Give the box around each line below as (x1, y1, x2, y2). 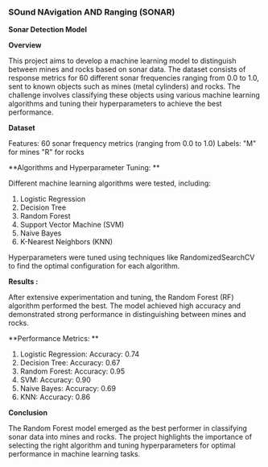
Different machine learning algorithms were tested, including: (8, 178, 212, 188)
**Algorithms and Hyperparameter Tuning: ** (8, 163, 160, 173)
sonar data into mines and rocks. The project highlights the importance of (8, 432, 252, 442)
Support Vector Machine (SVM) (19, 220, 125, 230)
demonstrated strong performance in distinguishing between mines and (8, 310, 247, 319)
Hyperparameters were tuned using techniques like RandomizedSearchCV (8, 252, 255, 262)
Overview (8, 40, 42, 50)
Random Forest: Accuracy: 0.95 (19, 366, 126, 377)
